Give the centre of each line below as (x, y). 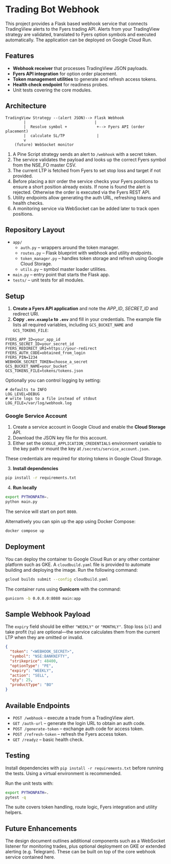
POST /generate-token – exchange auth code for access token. (78, 729)
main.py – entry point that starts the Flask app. (61, 275)
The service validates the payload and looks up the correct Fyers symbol (89, 159)
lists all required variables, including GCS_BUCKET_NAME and (73, 325)
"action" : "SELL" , (30, 675)
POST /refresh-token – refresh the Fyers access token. (70, 734)
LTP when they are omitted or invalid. (44, 638)
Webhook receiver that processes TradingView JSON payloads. (80, 68)
